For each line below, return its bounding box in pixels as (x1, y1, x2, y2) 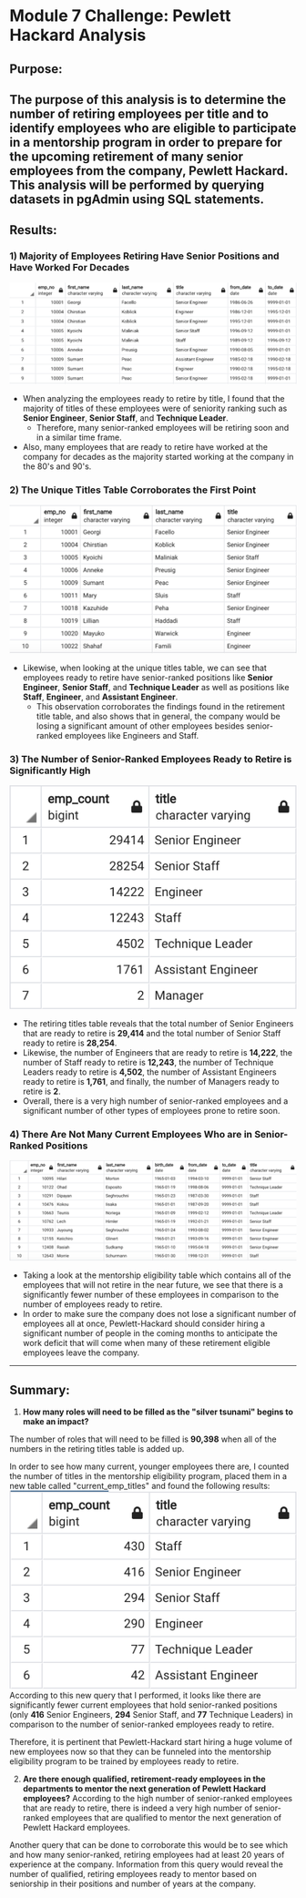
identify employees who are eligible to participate (9, 120, 297, 136)
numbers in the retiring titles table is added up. (9, 1444, 185, 1454)
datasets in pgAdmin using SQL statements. (9, 191, 265, 207)
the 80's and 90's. (22, 461, 92, 472)
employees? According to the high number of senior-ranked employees (22, 1793, 293, 1804)
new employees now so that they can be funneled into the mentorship (9, 1746, 271, 1758)
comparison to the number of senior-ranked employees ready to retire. (9, 1719, 275, 1730)
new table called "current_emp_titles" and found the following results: (9, 1481, 270, 1492)
